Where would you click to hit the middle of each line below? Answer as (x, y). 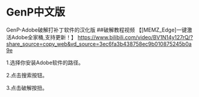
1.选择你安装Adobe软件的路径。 (45, 62)
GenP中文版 (36, 12)
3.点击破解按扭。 (27, 87)
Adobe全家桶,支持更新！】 (44, 37)
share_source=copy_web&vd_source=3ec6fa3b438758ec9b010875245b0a (99, 44)
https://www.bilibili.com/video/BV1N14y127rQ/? (135, 37)
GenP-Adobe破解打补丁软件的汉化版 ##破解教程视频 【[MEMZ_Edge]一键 (97, 30)
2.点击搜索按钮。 (27, 75)
